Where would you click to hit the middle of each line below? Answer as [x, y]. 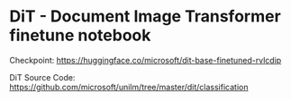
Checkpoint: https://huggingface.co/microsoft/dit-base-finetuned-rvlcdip [145, 60]
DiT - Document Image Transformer [145, 17]
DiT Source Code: [42, 77]
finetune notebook [80, 35]
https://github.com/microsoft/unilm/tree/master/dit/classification [129, 87]
